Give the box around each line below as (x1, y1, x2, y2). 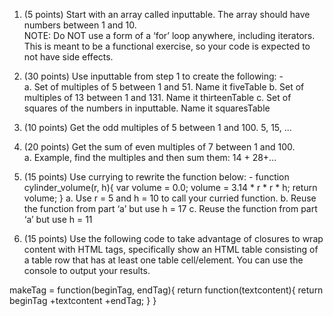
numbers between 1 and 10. (23, 19, 137, 31)
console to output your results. (23, 265, 151, 276)
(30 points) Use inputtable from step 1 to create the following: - (23, 70, 284, 82)
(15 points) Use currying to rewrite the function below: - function (23, 171, 290, 183)
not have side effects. (23, 51, 114, 63)
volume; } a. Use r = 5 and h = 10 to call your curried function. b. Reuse (23, 192, 317, 204)
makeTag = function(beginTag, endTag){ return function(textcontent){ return (9, 284, 324, 296)
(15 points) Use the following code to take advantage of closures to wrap (23, 233, 324, 244)
